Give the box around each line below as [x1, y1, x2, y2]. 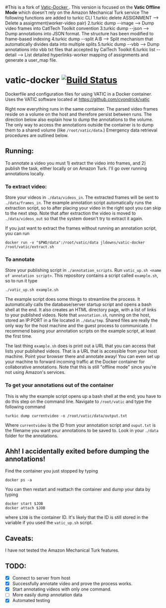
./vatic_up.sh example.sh [5, 287, 58, 293]
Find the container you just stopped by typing [5, 468, 98, 474]
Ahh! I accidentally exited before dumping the [5, 447, 150, 456]
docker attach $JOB [5, 505, 46, 511]
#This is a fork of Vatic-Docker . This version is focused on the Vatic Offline [5, 4, 161, 10]
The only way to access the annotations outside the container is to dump [5, 122, 154, 127]
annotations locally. [5, 170, 45, 176]
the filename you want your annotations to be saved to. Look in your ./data [5, 427, 159, 433]
